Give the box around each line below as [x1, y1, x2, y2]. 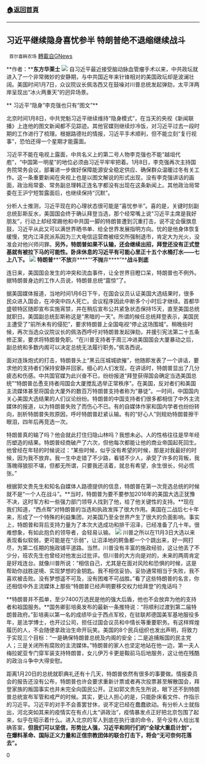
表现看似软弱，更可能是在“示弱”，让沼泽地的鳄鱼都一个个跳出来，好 [6, 537, 178, 544]
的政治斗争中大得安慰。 [6, 657, 66, 664]
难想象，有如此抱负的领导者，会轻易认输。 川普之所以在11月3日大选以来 [6, 529, 195, 536]
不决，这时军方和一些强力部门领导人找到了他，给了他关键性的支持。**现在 [6, 498, 195, 505]
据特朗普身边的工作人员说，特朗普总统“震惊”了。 [6, 277, 130, 284]
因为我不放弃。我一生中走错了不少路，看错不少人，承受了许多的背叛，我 [17, 454, 200, 462]
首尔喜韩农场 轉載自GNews [9, 52, 73, 60]
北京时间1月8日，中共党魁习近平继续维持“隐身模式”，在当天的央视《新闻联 [6, 115, 194, 122]
